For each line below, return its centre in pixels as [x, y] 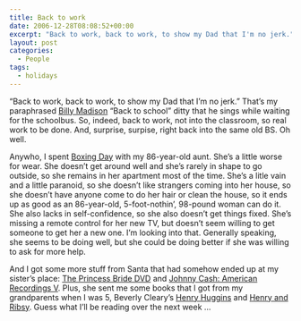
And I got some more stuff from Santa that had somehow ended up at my [144, 268]
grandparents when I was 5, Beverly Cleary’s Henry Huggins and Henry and [149, 297]
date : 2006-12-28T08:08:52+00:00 [72, 26]
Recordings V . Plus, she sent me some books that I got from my [126, 288]
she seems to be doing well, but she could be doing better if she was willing [149, 241]
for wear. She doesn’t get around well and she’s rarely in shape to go [136, 165]
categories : [31, 51]
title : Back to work [48, 17]
